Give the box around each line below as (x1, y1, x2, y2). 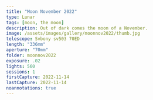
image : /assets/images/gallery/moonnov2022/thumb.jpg (6, 31, 141, 36)
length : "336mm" (6, 42, 46, 48)
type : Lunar (6, 14, 35, 20)
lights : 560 (6, 63, 35, 69)
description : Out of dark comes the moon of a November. (6, 25, 148, 31)
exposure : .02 (6, 58, 41, 64)
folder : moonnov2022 (6, 52, 57, 58)
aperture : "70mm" (6, 47, 49, 53)
